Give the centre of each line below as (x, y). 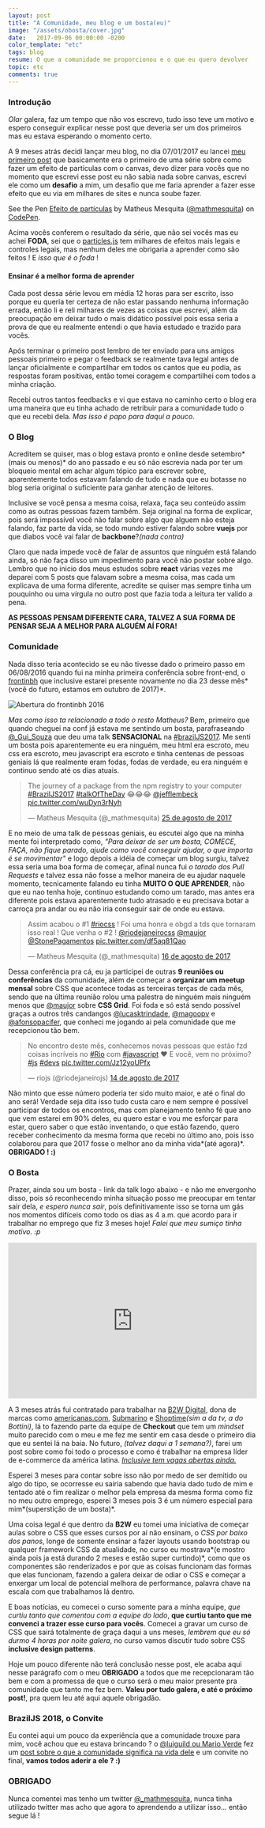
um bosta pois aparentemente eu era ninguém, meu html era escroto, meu (129, 745)
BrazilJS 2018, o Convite (56, 1718)
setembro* (228, 454)
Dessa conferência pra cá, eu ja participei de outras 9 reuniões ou (116, 971)
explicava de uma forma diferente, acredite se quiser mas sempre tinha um (130, 585)
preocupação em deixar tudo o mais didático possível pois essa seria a (123, 319)
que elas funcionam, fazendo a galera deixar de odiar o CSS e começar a (127, 1575)
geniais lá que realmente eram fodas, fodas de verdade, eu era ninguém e (128, 762)
